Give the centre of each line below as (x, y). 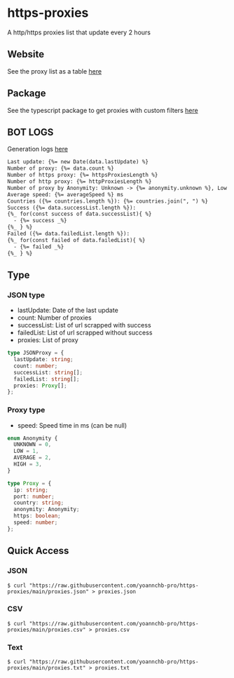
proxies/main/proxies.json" (48, 591)
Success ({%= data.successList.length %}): (72, 208)
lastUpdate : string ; (43, 360)
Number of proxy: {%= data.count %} (61, 169)
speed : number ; (36, 523)
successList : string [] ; (48, 372)
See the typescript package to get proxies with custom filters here (103, 110)
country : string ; (39, 503)
